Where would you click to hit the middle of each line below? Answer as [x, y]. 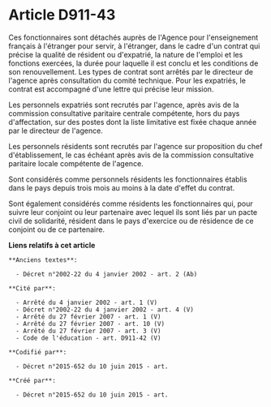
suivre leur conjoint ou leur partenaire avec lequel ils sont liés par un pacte [133, 212]
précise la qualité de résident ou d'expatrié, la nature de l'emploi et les [126, 54]
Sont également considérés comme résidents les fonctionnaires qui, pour [131, 203]
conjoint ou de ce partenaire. [57, 229]
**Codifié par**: [38, 352]
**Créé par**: [32, 380]
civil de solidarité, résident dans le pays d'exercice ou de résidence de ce [131, 221]
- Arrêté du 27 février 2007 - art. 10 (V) [90, 323]
